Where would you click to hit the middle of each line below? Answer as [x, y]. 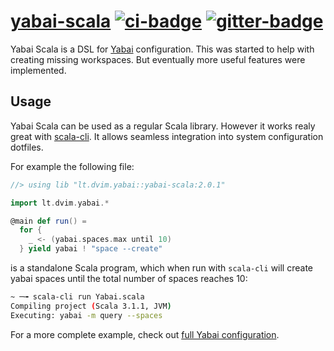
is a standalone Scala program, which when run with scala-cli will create [161, 268]
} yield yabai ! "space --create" [91, 249]
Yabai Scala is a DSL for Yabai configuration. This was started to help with [162, 49]
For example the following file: [72, 166]
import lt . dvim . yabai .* [60, 203]
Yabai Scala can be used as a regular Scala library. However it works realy [163, 126]
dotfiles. [27, 147]
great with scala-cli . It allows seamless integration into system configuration [167, 136]
